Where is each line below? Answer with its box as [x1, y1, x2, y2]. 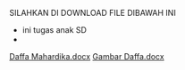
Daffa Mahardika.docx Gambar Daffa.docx [9, 51, 164, 61]
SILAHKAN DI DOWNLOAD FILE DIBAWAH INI [9, 8, 176, 18]
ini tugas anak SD [21, 25, 88, 35]
